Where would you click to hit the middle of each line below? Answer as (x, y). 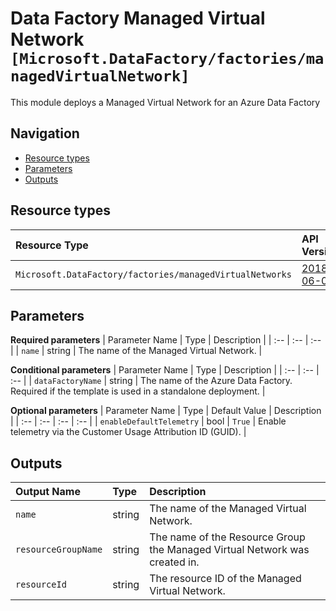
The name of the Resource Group (227, 537)
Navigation (45, 133)
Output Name (48, 492)
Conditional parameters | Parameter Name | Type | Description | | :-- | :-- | (165, 370)
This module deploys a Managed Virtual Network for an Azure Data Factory (165, 102)
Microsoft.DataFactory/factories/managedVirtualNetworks (153, 274)
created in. (174, 562)
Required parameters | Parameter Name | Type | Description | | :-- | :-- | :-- (166, 340)
